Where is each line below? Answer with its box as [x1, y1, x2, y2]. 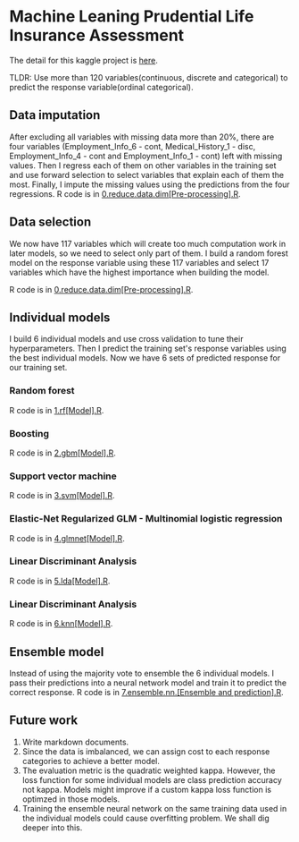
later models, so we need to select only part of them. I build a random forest [9, 248, 288, 259]
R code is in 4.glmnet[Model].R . [9, 532, 125, 543]
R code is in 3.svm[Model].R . [9, 490, 115, 501]
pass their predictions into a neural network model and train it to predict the [9, 677, 287, 688]
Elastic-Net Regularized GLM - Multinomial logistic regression [9, 513, 283, 525]
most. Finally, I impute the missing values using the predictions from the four [9, 179, 290, 190]
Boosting [9, 427, 49, 439]
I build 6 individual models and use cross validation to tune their [9, 334, 244, 344]
